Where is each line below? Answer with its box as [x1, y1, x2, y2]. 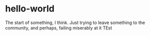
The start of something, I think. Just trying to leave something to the [5, 19, 145, 25]
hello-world [5, 3, 55, 14]
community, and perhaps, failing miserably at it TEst [5, 24, 112, 30]
